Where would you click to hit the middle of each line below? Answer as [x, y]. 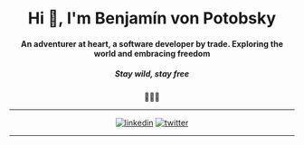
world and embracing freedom [152, 53]
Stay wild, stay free [152, 74]
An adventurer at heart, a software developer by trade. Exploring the [152, 43]
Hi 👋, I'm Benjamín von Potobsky [152, 18]
